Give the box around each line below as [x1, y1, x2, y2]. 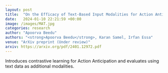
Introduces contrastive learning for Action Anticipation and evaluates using [5, 58, 159, 64]
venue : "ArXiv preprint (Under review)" [5, 40, 91, 45]
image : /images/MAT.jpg [5, 21, 55, 26]
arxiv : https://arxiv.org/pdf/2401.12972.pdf [5, 44, 101, 49]
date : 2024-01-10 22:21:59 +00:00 [5, 16, 81, 21]
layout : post [5, 7, 32, 12]
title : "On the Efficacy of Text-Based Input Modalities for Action [5, 12, 153, 17]
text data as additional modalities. [5, 63, 74, 69]
